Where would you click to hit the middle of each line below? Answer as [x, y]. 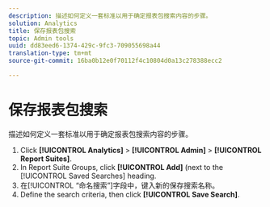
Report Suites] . [46, 159]
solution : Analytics [43, 23]
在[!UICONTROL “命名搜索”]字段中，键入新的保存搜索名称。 [120, 185]
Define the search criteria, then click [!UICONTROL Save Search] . [130, 194]
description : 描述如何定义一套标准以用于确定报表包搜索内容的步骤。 [110, 16]
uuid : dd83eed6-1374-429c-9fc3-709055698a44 [84, 46]
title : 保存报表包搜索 [42, 31]
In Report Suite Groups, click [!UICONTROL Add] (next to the [122, 167]
